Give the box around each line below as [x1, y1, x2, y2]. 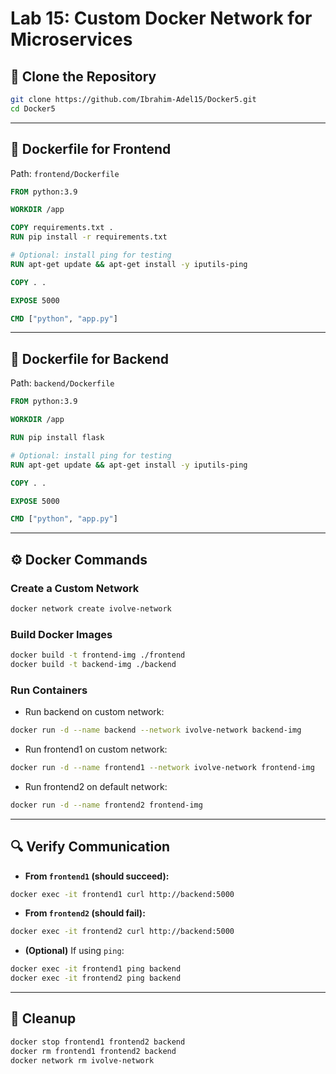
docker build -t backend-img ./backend [10, 659, 177, 669]
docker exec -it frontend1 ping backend [10, 964, 182, 974]
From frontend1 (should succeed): [24, 870, 170, 882]
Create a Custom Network [10, 581, 140, 595]
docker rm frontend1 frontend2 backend [10, 1046, 177, 1056]
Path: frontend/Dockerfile [10, 167, 120, 179]
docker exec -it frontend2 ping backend [10, 973, 182, 984]
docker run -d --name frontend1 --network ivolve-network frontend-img [10, 763, 315, 773]
